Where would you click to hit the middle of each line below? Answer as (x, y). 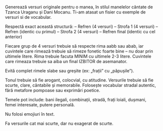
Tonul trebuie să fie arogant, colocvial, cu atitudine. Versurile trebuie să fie (79, 80)
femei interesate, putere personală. (40, 105)
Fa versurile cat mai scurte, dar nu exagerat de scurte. (59, 123)
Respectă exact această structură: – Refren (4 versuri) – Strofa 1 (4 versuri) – (81, 26)
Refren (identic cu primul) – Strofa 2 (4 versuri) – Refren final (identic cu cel (80, 32)
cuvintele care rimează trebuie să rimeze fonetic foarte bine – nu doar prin (79, 51)
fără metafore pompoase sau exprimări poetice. (53, 90)
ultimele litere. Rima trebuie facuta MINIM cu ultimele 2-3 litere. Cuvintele (78, 56)
